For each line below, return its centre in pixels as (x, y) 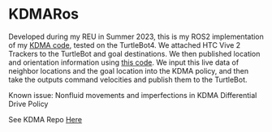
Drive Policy (28, 104)
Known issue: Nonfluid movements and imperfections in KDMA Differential (133, 95)
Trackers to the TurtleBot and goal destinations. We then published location (134, 53)
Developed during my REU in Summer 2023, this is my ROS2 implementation (136, 36)
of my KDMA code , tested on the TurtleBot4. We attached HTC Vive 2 (125, 45)
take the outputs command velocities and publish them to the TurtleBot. (128, 79)
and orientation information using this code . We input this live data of (124, 62)
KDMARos (44, 14)
